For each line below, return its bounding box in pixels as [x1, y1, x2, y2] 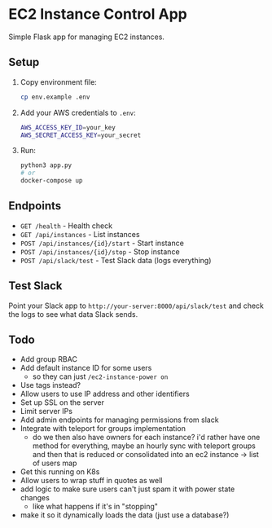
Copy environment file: [20, 77, 98, 86]
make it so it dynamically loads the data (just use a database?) [20, 510, 230, 520]
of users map [32, 458, 77, 469]
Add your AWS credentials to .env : [20, 108, 136, 117]
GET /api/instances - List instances [20, 229, 140, 239]
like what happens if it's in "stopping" [32, 502, 159, 512]
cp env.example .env [20, 93, 90, 101]
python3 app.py [20, 161, 72, 169]
